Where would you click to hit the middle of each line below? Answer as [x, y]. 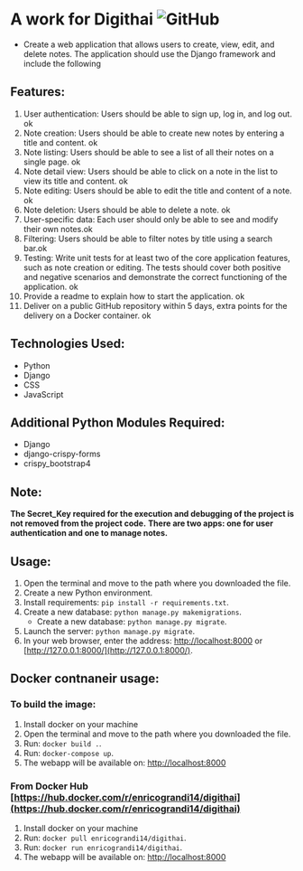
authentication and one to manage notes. [89, 533]
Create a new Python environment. [88, 593]
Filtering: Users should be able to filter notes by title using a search [148, 239]
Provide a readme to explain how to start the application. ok [134, 296]
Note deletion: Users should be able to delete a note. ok [127, 210]
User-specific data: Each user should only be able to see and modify [151, 219]
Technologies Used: [68, 344]
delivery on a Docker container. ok [87, 315]
